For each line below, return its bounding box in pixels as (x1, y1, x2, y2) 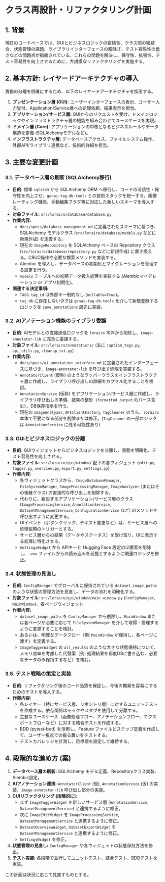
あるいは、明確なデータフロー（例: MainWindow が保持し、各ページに (19, 632, 158, 638)
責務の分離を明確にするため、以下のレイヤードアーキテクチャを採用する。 (5, 88, 156, 94)
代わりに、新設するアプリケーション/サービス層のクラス (19, 496, 133, 502)
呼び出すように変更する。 (19, 513, 72, 520)
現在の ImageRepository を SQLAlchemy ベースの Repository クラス (19, 242, 156, 248)
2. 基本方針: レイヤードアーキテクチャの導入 (5, 74, 139, 83)
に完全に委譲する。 (42, 336, 81, 342)
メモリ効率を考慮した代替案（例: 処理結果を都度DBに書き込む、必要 (19, 650, 158, 656)
